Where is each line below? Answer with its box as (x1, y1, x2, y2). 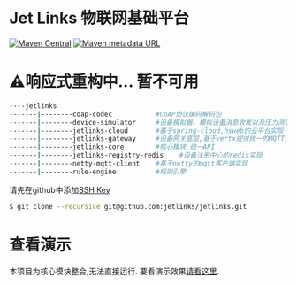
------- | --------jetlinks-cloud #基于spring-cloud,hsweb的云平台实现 (9, 126, 285, 135)
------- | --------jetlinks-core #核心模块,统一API (9, 142, 216, 151)
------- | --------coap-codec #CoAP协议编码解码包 (9, 110, 222, 119)
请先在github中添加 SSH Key (9, 184, 110, 195)
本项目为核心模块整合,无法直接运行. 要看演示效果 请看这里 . (9, 266, 220, 276)
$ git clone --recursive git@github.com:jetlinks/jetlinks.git (9, 202, 247, 211)
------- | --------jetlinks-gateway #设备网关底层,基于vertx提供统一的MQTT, (9, 135, 289, 143)
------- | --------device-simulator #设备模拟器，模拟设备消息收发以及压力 (9, 118, 278, 127)
